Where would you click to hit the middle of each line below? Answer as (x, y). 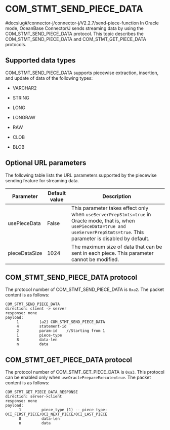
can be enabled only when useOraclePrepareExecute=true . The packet (78, 377)
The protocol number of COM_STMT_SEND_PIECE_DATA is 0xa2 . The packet (85, 289)
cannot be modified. (95, 259)
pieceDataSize (25, 253)
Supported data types (40, 61)
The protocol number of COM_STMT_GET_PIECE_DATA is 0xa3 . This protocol (85, 372)
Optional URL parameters (46, 163)
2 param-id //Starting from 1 (61, 331)
